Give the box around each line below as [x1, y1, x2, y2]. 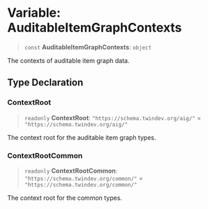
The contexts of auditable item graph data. [7, 56, 130, 64]
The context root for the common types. [7, 194, 122, 202]
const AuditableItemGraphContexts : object [24, 43, 152, 51]
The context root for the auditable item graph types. [7, 133, 156, 141]
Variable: [7, 5, 61, 21]
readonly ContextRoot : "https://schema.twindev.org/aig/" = [24, 113, 201, 122]
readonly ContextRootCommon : [24, 166, 118, 175]
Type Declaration [7, 77, 84, 89]
